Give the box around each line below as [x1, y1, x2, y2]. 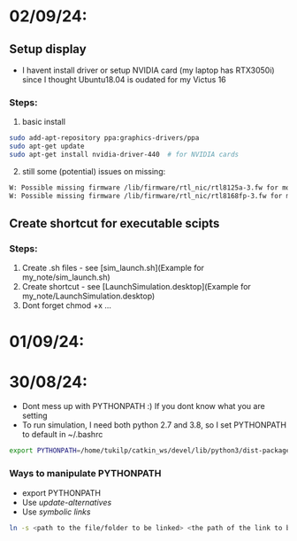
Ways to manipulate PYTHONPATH [9, 468, 162, 480]
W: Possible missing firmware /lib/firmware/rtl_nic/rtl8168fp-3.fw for [9, 191, 283, 200]
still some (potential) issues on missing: [21, 166, 166, 176]
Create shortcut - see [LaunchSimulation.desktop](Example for [21, 282, 252, 292]
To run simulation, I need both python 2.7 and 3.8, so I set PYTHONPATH [21, 420, 287, 430]
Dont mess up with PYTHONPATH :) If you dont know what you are [21, 401, 265, 412]
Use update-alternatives [21, 497, 112, 507]
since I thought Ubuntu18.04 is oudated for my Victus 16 [21, 74, 227, 85]
